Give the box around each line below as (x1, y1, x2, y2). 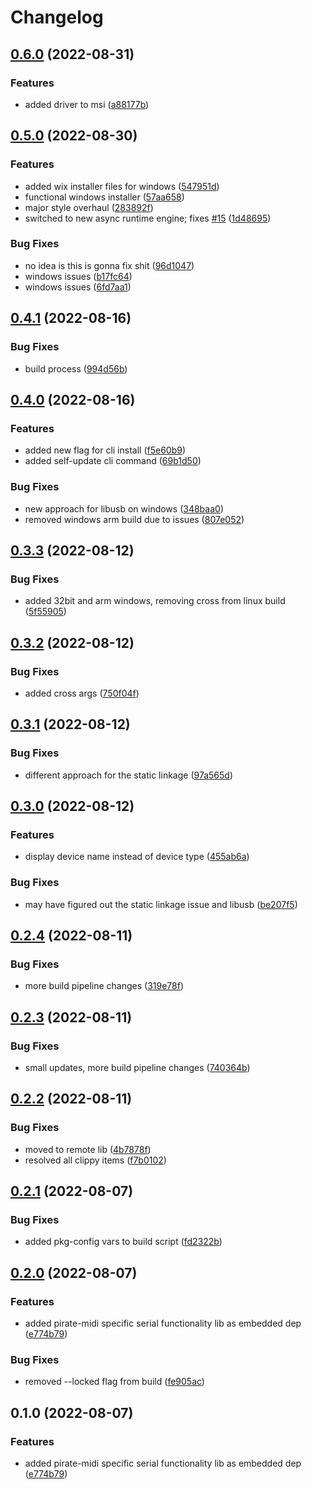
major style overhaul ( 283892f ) (24, 201, 154, 213)
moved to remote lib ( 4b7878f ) (24, 1143, 152, 1155)
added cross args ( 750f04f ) (24, 687, 140, 699)
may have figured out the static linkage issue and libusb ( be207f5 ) (24, 898, 298, 910)
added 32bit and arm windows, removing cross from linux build (24, 595, 286, 607)
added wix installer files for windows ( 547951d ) (24, 180, 220, 192)
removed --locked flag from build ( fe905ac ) (24, 1376, 205, 1388)
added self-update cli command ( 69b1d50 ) (24, 455, 202, 467)
